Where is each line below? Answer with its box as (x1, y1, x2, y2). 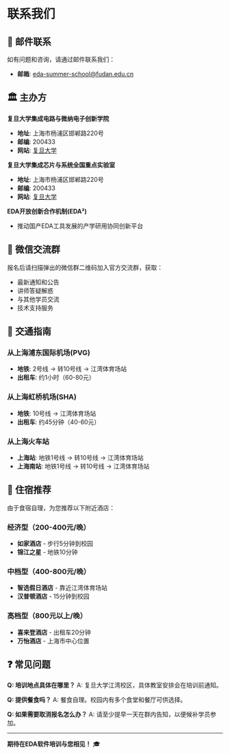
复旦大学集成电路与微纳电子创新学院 (7, 114, 110, 122)
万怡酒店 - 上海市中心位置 (16, 637, 90, 645)
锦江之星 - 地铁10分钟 (16, 548, 78, 556)
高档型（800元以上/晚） (7, 611, 88, 621)
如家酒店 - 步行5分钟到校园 (16, 540, 94, 548)
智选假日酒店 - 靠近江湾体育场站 (16, 584, 108, 592)
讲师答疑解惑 (16, 286, 53, 295)
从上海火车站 (7, 437, 50, 446)
